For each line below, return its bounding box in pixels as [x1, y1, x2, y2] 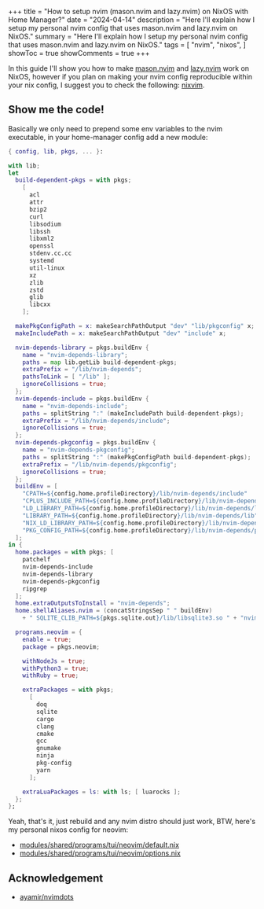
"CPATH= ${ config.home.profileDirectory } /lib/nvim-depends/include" [22, 490, 247, 498]
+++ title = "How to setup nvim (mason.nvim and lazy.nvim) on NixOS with [8, 7, 249, 16]
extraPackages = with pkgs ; [22, 686, 114, 694]
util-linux [28, 263, 65, 272]
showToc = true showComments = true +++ [8, 49, 151, 57]
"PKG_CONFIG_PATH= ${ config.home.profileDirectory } [22, 526, 192, 534]
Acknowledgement [8, 871, 104, 885]
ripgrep [22, 585, 47, 593]
